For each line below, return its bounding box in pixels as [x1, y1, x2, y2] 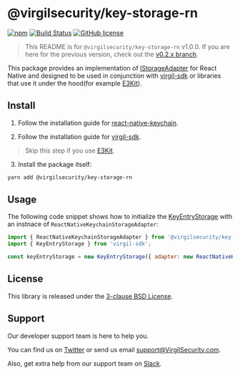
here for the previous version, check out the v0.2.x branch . [24, 50, 199, 58]
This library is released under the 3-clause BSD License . [7, 292, 174, 300]
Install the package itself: [17, 160, 92, 168]
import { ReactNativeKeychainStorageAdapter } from [7, 234, 164, 241]
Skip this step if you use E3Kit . [24, 146, 115, 155]
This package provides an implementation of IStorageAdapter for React [7, 63, 217, 72]
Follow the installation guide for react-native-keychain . [17, 118, 179, 127]
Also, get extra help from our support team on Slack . [7, 359, 162, 368]
